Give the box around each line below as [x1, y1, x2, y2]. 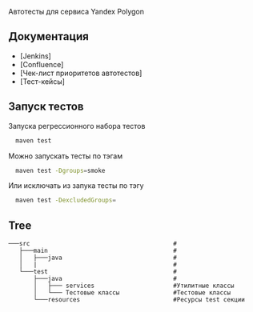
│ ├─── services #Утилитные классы [33, 282, 235, 290]
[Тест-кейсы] [19, 76, 66, 86]
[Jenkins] [19, 51, 52, 61]
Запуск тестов [8, 100, 84, 114]
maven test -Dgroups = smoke [15, 166, 106, 174]
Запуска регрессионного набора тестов [8, 121, 146, 130]
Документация [8, 30, 90, 43]
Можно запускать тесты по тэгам [8, 151, 122, 161]
